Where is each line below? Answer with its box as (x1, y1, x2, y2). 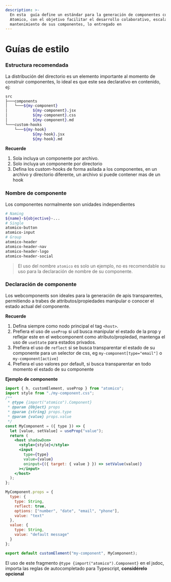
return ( (10, 433, 28, 438)
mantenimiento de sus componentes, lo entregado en (10, 21, 122, 27)
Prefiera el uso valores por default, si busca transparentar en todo (12, 360, 151, 366)
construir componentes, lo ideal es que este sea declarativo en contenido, (5, 78, 161, 84)
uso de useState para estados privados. (12, 339, 97, 345)
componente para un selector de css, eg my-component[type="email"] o (12, 350, 162, 356)
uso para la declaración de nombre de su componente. (17, 268, 133, 274)
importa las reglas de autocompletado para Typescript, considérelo (5, 565, 148, 571)
